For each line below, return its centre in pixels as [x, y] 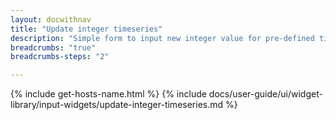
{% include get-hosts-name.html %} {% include [108, 94]
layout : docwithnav [51, 19]
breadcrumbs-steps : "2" [60, 57]
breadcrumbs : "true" [53, 47]
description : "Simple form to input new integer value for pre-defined [162, 38]
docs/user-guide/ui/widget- [265, 94]
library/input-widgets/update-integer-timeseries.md [117, 105]
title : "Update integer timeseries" [86, 29]
